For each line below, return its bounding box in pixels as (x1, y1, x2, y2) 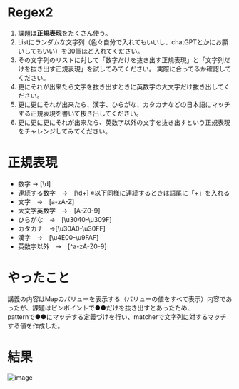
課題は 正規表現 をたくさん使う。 (17, 29, 112, 37)
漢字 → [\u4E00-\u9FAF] (17, 233, 99, 241)
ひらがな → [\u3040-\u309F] (17, 215, 112, 223)
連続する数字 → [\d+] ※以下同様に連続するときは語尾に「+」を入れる (17, 188, 230, 197)
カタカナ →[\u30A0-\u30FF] (17, 224, 106, 233)
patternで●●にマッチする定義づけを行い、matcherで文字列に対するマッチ (7, 312, 227, 321)
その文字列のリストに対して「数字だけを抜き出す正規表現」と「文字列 (17, 55, 225, 64)
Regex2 (7, 4, 54, 21)
